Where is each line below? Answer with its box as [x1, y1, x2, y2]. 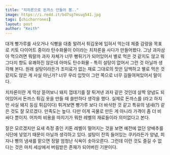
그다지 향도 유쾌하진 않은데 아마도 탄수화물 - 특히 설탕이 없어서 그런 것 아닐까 [5, 60, 157, 66]
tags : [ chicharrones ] [5, 17, 51, 22]
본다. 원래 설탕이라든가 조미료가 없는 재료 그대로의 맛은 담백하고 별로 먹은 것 [14, 66, 165, 72]
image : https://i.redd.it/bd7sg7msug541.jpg [5, 12, 101, 17]
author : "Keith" [5, 26, 40, 31]
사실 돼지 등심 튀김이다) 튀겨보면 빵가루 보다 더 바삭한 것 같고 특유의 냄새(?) [10, 102, 160, 108]
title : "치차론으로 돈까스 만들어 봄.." [5, 7, 79, 13]
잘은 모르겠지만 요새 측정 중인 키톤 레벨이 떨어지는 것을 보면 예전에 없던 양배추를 [5, 125, 164, 131]
